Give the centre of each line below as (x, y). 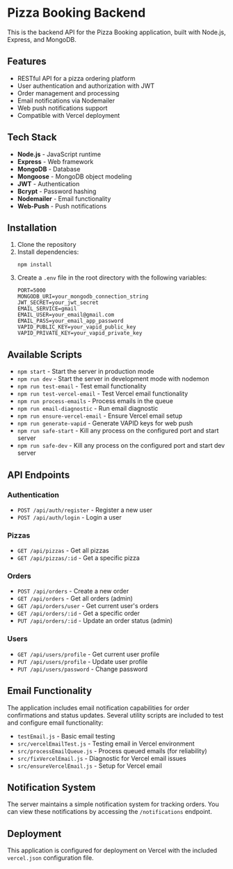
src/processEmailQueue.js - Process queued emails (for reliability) (112, 750)
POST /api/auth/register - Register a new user (85, 510)
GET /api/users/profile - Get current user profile (88, 654)
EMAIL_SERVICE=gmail (47, 309)
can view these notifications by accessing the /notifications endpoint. (110, 812)
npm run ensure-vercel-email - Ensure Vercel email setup (100, 416)
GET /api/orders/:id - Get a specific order (79, 613)
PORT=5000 (32, 291)
